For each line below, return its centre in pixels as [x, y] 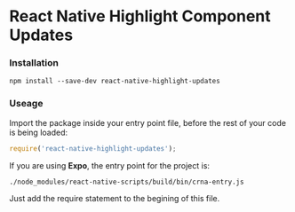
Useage [26, 104]
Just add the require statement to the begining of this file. [115, 198]
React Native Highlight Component [140, 16]
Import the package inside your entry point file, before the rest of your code [148, 122]
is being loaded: [39, 132]
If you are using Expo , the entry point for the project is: [110, 165]
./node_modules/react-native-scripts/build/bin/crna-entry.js [127, 182]
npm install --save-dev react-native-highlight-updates [115, 82]
